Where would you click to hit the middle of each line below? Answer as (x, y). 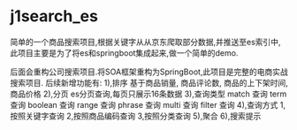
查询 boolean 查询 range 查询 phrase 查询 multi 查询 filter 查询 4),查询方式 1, (148, 104)
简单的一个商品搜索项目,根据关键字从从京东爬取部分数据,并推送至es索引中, (145, 42)
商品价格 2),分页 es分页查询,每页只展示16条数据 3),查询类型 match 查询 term (148, 94)
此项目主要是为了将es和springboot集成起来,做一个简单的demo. (124, 53)
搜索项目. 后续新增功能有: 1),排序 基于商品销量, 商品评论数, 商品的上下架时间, (149, 82)
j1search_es (54, 16)
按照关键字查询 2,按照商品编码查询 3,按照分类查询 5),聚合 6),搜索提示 (136, 116)
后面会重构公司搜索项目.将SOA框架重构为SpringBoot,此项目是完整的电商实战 (149, 72)
